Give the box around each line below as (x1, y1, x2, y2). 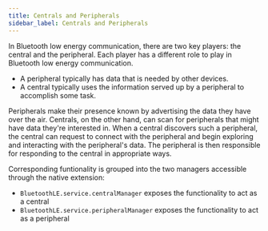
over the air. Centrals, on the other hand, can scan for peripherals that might (8, 114, 259, 124)
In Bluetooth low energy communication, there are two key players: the (8, 41, 242, 50)
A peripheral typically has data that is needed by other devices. (19, 74, 229, 83)
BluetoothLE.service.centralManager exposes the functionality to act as (19, 188, 258, 197)
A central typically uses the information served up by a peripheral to (19, 82, 245, 92)
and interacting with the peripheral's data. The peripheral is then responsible (8, 140, 262, 149)
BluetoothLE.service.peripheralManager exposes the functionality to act (19, 205, 258, 214)
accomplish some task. (19, 90, 97, 100)
